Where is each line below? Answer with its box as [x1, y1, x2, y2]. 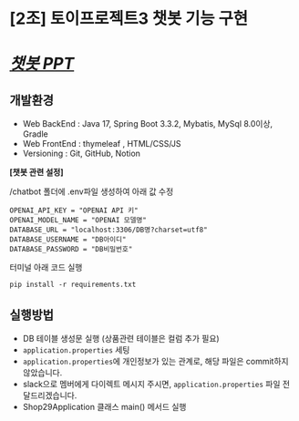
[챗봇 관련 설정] [9, 167, 64, 178]
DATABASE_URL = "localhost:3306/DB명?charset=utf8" [9, 225, 208, 235]
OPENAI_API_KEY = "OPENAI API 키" [9, 206, 139, 215]
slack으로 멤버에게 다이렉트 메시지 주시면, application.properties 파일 [22, 379, 281, 389]
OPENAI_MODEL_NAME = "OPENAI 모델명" [9, 216, 148, 225]
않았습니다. [22, 367, 63, 378]
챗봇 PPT [9, 54, 75, 74]
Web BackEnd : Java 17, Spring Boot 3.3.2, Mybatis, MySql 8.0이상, [22, 118, 273, 129]
